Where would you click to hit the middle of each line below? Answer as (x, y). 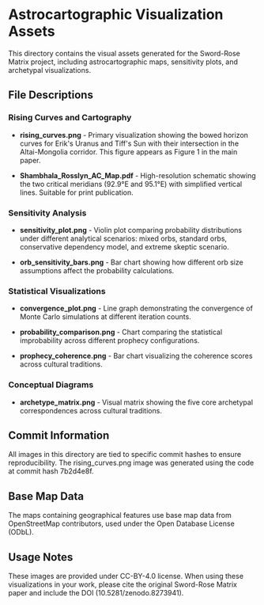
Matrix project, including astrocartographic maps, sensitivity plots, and (123, 62)
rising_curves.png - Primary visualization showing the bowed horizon (134, 135)
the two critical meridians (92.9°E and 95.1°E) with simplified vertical (131, 184)
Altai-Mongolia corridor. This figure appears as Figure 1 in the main (128, 151)
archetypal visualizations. (50, 70)
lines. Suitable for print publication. (76, 192)
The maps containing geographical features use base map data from (120, 516)
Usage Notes (41, 557)
